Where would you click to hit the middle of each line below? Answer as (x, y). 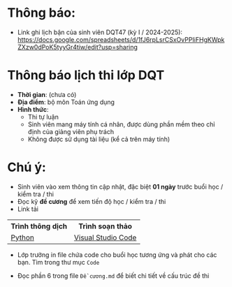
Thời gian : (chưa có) (47, 94)
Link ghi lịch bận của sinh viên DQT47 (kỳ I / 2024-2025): (100, 32)
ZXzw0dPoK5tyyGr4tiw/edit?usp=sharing (78, 47)
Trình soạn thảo (106, 226)
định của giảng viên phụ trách (71, 131)
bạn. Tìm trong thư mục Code (58, 262)
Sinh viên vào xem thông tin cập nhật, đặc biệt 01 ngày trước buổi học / (120, 186)
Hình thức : (33, 109)
